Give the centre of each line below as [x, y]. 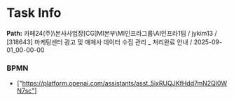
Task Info [34, 13]
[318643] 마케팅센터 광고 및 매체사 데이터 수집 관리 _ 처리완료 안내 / [99, 42]
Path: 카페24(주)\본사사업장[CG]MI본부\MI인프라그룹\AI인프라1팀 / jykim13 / [112, 33]
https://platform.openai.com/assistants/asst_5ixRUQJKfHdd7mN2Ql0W [125, 83]
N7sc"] [27, 91]
